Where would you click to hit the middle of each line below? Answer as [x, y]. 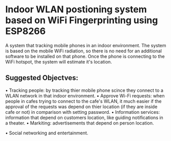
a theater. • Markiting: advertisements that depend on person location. [80, 123]
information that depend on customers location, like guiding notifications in [84, 117]
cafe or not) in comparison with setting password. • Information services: [83, 112]
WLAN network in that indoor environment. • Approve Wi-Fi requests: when [85, 95]
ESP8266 [26, 31]
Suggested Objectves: [42, 78]
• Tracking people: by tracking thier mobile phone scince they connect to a [84, 90]
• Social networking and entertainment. [47, 133]
